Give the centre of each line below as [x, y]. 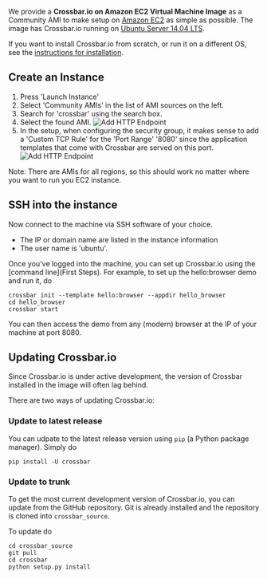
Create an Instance [57, 78]
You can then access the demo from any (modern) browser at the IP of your [133, 324]
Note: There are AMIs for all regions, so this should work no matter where [129, 171]
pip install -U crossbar [49, 462]
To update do [30, 532]
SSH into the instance [63, 205]
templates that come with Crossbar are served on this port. [116, 148]
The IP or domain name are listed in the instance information [119, 239]
